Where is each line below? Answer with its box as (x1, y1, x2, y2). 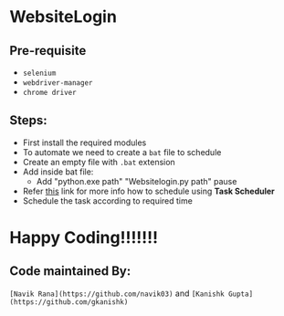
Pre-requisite (9, 43, 87, 58)
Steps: (9, 112, 47, 129)
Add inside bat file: (22, 166, 94, 177)
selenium (22, 68, 57, 78)
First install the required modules (22, 137, 147, 148)
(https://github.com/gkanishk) (9, 297, 129, 307)
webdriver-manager (22, 79, 93, 88)
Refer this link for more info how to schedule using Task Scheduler (22, 185, 276, 196)
